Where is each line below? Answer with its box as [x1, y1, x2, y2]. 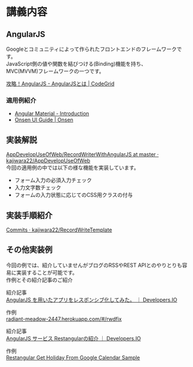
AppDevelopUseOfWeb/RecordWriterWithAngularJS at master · [6, 151, 159, 158]
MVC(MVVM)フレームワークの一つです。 [6, 68, 104, 74]
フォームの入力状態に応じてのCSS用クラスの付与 [14, 191, 133, 199]
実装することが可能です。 [16, 269, 78, 276]
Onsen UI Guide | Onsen [14, 116, 73, 124]
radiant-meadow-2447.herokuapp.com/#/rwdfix [6, 315, 122, 322]
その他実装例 [6, 245, 53, 255]
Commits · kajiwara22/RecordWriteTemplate [6, 226, 113, 233]
